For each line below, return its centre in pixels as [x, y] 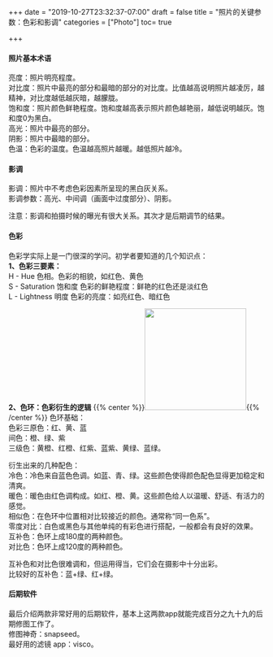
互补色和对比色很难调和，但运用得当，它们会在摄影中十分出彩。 [115, 563]
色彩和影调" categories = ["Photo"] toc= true [97, 22]
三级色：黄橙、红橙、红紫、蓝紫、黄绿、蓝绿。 [87, 448]
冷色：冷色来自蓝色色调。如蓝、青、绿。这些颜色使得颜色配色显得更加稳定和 [136, 475]
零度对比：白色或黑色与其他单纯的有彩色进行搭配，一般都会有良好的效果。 [133, 526]
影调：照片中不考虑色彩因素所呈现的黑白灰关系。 [90, 189]
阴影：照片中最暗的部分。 [51, 139]
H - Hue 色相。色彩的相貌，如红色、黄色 [76, 276]
